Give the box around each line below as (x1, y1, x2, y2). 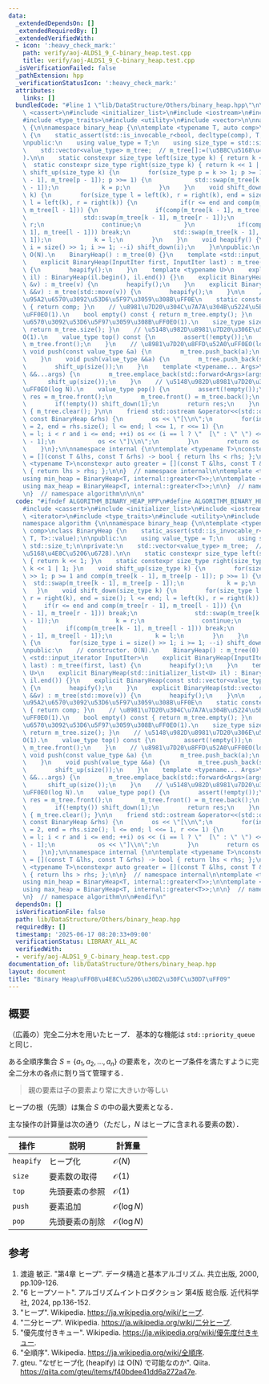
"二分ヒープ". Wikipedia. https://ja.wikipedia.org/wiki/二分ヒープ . (19, 1317, 232, 1327)
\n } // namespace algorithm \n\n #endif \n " (22, 893, 167, 901)
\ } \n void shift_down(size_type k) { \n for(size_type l (22, 587, 260, 595)
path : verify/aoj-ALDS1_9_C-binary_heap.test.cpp (22, 49, 192, 57)
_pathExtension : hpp (15, 71, 84, 80)
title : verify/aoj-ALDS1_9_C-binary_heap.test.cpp (22, 57, 195, 65)
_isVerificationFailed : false (15, 64, 116, 72)
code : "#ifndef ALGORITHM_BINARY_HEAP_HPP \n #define (15, 497, 192, 505)
